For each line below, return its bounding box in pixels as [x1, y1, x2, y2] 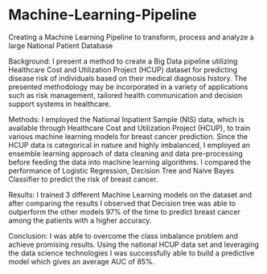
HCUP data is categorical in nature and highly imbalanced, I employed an [8, 140, 251, 149]
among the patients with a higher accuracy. [8, 215, 152, 225]
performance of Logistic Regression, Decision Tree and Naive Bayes [8, 166, 235, 175]
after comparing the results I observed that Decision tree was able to [8, 198, 236, 208]
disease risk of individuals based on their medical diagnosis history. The [8, 73, 248, 83]
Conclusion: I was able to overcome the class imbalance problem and [8, 231, 239, 240]
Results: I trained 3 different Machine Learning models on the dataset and [8, 190, 252, 199]
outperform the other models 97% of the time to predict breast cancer [8, 207, 241, 216]
